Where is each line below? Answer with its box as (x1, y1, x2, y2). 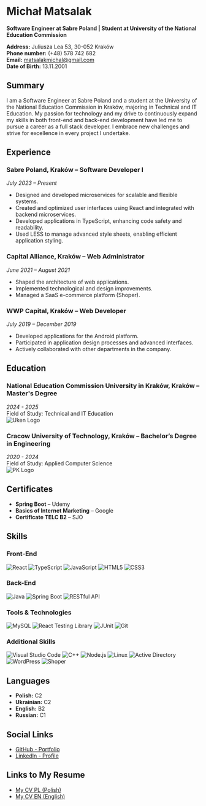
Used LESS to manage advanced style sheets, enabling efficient (15, 230, 178, 238)
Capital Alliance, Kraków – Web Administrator (6, 252, 145, 261)
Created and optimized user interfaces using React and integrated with (15, 204, 194, 212)
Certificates (6, 484, 53, 495)
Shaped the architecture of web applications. (15, 278, 129, 285)
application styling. (15, 237, 64, 244)
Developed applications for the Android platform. (15, 333, 139, 340)
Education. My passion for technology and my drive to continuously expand (6, 109, 197, 117)
